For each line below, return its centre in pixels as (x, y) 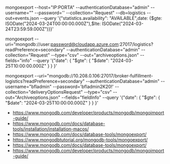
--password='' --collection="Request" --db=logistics (90, 13)
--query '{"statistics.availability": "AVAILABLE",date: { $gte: (101, 18)
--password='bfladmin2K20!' (83, 87)
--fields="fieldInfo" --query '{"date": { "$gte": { (111, 97)
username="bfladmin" (28, 87)
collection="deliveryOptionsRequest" (44, 92)
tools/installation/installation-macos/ (50, 129)
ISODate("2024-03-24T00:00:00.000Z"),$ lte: (53, 23)
